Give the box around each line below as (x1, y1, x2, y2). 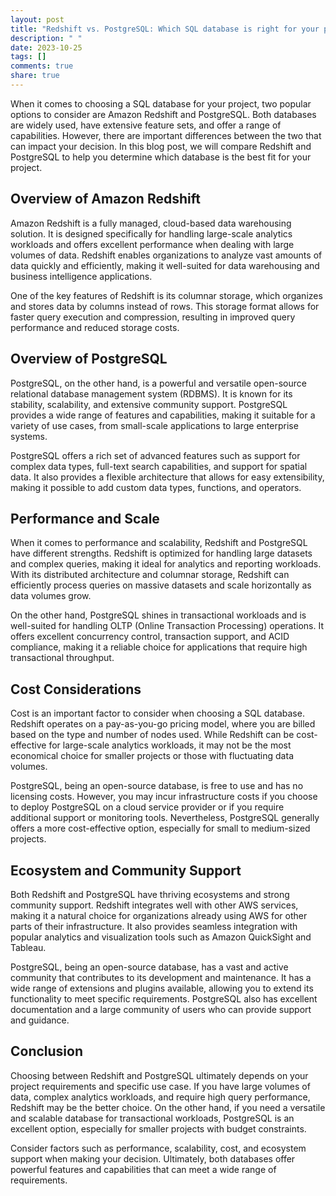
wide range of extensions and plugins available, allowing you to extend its (10, 982, 314, 994)
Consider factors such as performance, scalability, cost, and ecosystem (10, 1142, 307, 1154)
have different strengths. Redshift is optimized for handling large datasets (10, 547, 313, 560)
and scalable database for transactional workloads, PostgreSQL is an (10, 1112, 295, 1124)
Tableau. (10, 941, 47, 953)
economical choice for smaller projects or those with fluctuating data (10, 750, 294, 762)
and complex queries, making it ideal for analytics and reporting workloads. (10, 558, 322, 570)
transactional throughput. (10, 652, 115, 664)
